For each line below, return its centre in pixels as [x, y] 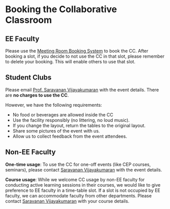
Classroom [29, 20]
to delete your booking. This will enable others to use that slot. [70, 61]
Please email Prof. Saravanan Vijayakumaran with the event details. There [82, 90]
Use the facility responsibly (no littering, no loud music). [71, 120]
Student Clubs [28, 78]
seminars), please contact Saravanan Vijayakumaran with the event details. [84, 170]
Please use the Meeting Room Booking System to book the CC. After [77, 51]
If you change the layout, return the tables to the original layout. [79, 126]
